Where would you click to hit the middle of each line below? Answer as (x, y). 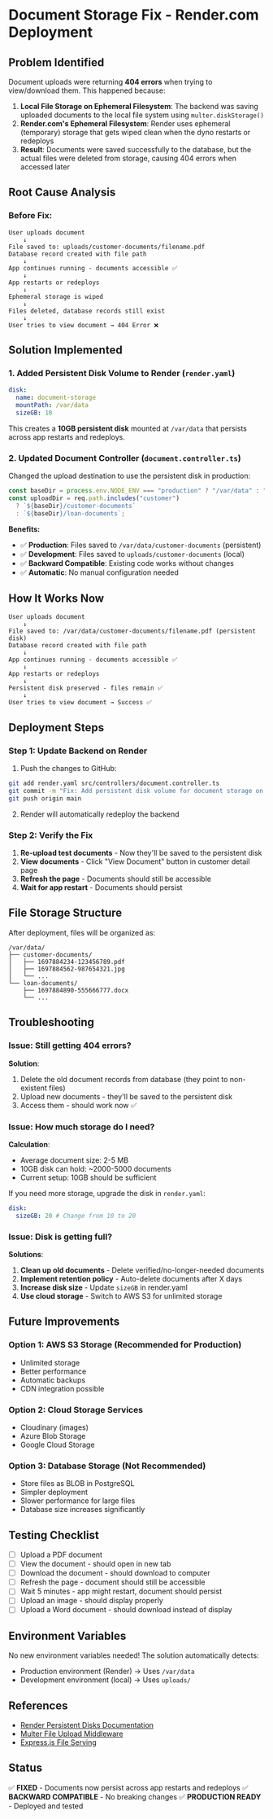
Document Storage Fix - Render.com (134, 15)
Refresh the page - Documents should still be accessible (115, 879)
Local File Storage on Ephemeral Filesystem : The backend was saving (139, 106)
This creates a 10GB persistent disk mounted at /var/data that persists (128, 428)
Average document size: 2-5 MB (74, 1160)
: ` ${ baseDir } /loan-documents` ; (71, 513)
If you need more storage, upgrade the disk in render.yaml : (107, 1193)
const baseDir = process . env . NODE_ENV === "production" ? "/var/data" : (134, 491)
